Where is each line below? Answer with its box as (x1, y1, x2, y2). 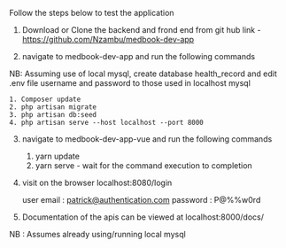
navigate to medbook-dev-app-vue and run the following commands (21, 134, 273, 144)
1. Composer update (9, 95, 81, 104)
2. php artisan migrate (9, 103, 97, 112)
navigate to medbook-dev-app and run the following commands (21, 51, 255, 61)
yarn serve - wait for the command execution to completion (35, 160, 252, 171)
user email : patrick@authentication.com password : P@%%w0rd (21, 195, 261, 205)
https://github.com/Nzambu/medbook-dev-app (21, 35, 195, 44)
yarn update (35, 151, 80, 161)
